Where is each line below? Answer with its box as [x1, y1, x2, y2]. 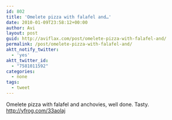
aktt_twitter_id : [6, 57, 49, 63]
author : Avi [6, 25, 35, 31]
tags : [6, 80, 19, 85]
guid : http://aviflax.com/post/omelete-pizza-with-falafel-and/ [6, 36, 167, 42]
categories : [6, 68, 35, 74]
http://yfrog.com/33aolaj [6, 107, 66, 114]
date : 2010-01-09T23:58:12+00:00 [6, 19, 88, 25]
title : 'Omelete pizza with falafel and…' [6, 14, 112, 20]
